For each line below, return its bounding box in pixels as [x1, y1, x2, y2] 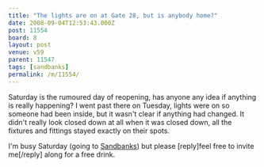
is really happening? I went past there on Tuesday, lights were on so [8, 101, 230, 110]
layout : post [8, 41, 52, 49]
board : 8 [8, 33, 37, 42]
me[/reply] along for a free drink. [8, 150, 116, 159]
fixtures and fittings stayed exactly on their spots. [8, 126, 170, 135]
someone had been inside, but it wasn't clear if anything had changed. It [8, 108, 245, 119]
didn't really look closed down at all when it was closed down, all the [8, 117, 232, 127]
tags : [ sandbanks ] [8, 63, 69, 71]
